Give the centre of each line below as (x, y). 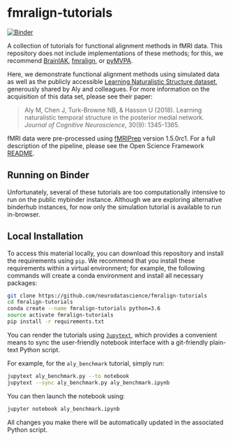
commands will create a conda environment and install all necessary (105, 275)
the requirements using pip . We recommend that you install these (101, 261)
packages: (22, 283)
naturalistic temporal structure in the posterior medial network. (114, 117)
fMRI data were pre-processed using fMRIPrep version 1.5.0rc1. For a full (111, 138)
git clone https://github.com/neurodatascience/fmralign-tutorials (107, 296)
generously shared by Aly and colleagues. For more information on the (108, 89)
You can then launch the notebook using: (66, 396)
